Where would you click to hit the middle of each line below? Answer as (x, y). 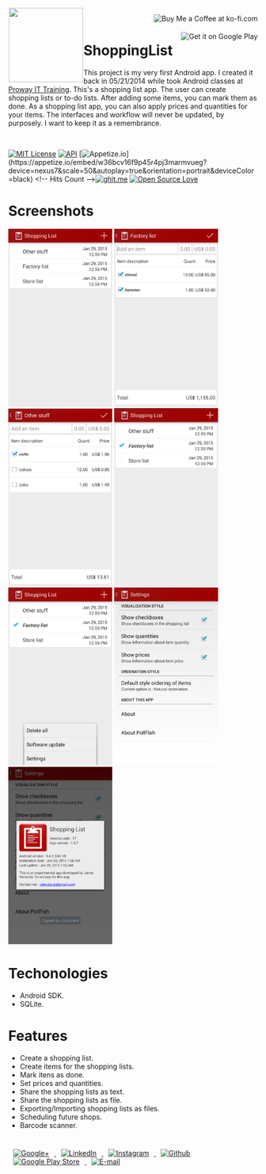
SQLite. (32, 1004)
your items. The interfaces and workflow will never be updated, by (116, 114)
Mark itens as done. (52, 1075)
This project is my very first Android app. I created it (168, 72)
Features (38, 1036)
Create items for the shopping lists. (77, 1066)
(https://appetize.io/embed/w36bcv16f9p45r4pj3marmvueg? (108, 162)
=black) (21, 179)
